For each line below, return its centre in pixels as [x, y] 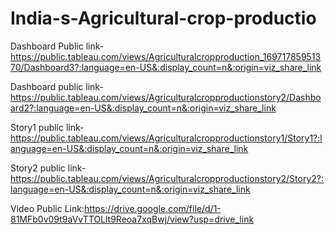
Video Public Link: [47, 208]
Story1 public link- [47, 127]
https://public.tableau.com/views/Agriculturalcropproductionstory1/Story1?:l [166, 138]
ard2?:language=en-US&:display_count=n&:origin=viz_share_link [143, 108]
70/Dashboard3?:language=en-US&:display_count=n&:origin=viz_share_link [166, 67]
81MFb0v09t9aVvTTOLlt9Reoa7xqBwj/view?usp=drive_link [132, 219]
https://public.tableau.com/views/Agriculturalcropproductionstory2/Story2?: [167, 178]
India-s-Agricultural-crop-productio [163, 18]
